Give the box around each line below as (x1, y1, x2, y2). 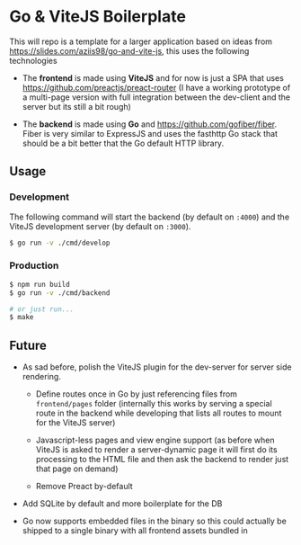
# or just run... (9, 304, 75, 314)
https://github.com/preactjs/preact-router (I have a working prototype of (22, 82, 291, 93)
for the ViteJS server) (35, 417, 116, 428)
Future (9, 337, 48, 353)
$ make (9, 313, 34, 322)
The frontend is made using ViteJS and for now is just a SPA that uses (22, 72, 285, 83)
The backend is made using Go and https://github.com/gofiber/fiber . (22, 119, 278, 130)
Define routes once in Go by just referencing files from (35, 389, 238, 399)
